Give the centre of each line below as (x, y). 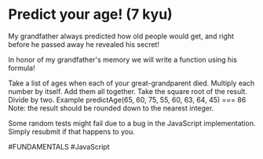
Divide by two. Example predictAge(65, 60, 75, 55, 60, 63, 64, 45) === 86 (127, 99)
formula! (22, 67)
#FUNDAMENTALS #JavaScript (59, 146)
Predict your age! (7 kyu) (90, 14)
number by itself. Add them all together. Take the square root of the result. (128, 91)
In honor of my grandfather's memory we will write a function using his (123, 60)
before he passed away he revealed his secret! (84, 44)
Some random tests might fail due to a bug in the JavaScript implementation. (132, 123)
